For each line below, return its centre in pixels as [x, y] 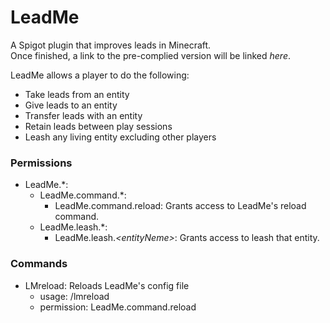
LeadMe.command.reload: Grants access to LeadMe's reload [180, 206]
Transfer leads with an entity [83, 115]
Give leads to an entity [71, 105]
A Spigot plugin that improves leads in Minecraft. [111, 45]
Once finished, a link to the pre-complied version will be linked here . [151, 55]
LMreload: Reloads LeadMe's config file [107, 285]
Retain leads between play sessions [98, 126]
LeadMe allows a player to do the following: [100, 75]
